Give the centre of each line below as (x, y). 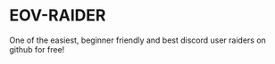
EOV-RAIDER (58, 16)
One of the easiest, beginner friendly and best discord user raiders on (137, 40)
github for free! (37, 49)
